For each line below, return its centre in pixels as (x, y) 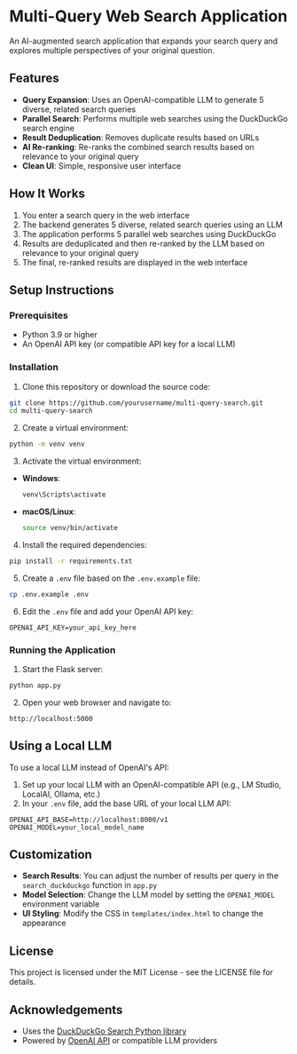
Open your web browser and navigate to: (97, 702)
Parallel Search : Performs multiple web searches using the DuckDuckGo (155, 118)
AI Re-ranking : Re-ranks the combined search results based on (138, 147)
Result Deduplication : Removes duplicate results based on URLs (141, 137)
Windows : (41, 479)
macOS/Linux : (49, 511)
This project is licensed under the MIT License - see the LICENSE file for (141, 972)
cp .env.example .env (49, 594)
